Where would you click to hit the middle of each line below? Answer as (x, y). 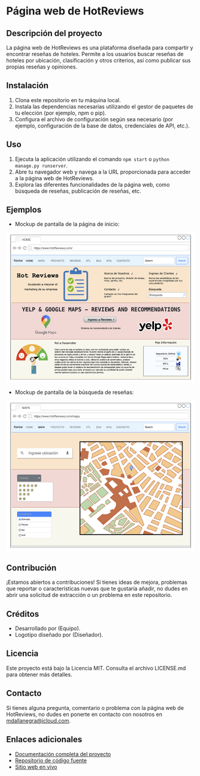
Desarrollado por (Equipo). (48, 628)
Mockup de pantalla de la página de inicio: (67, 224)
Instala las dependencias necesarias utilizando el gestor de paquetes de (104, 106)
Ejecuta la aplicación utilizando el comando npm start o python (92, 159)
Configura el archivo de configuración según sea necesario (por (94, 119)
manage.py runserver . (41, 165)
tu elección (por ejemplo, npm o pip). (60, 113)
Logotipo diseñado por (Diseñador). (59, 635)
